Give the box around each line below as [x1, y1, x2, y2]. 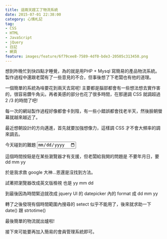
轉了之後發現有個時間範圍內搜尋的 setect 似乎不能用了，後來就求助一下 [5, 201, 152, 207]
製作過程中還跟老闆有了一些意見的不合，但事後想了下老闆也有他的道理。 [5, 74, 154, 80]
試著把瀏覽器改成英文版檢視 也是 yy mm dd [5, 179, 94, 185]
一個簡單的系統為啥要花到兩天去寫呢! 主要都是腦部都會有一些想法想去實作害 [5, 85, 161, 91]
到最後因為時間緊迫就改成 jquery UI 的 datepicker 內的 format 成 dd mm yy [5, 190, 158, 196]
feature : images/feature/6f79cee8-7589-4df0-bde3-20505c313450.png [5, 53, 149, 59]
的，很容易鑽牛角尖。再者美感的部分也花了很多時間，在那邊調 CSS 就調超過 [5, 91, 161, 97]
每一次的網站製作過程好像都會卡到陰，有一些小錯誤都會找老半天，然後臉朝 [5, 108, 158, 114]
